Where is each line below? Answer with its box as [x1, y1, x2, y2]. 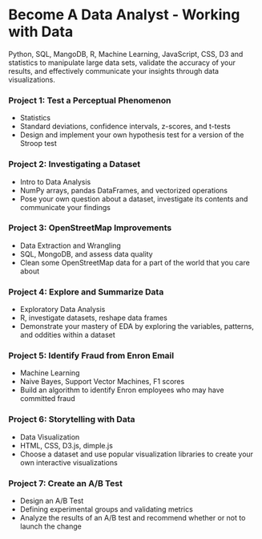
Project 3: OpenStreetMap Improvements [8, 222, 172, 233]
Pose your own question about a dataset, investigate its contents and [19, 194, 248, 204]
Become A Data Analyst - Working [8, 6, 240, 24]
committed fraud [19, 394, 75, 403]
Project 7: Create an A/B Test [8, 477, 123, 488]
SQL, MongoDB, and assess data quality [19, 249, 154, 258]
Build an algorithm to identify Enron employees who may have [19, 385, 224, 395]
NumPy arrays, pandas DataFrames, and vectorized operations [19, 185, 228, 195]
